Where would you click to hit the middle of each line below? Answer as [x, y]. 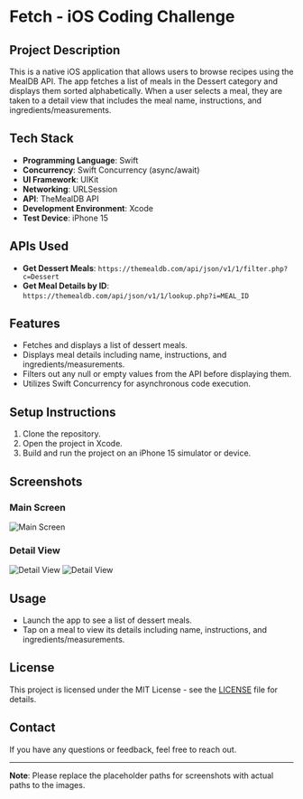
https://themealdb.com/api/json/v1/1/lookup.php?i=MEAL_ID [136, 296]
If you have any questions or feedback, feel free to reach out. [123, 749]
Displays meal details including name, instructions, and [124, 355]
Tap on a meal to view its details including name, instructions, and [145, 630]
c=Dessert [41, 277]
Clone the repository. [61, 434]
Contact [32, 728]
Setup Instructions [63, 412]
